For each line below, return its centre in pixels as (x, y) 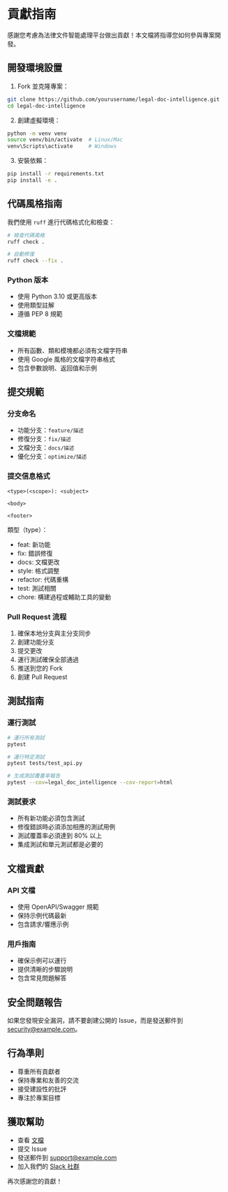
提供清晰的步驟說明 (45, 970)
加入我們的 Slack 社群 (48, 1166)
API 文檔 (21, 890)
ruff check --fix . (36, 261)
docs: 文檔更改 (39, 562)
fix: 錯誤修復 (35, 553)
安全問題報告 (35, 1002)
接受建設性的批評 (42, 1089)
